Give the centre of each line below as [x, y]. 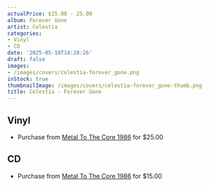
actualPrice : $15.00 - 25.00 [50, 14]
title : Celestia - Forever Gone [54, 92]
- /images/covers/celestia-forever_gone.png [73, 72]
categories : [25, 33]
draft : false [26, 60]
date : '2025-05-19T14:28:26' [50, 53]
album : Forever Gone [38, 20]
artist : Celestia [33, 27]
